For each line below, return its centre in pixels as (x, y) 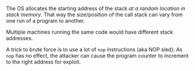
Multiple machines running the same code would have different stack (90, 32)
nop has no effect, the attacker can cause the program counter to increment (97, 56)
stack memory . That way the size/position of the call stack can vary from (95, 15)
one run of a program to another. (46, 21)
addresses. (20, 38)
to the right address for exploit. (43, 62)
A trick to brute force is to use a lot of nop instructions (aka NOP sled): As (95, 49)
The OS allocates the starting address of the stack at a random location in (96, 8)
